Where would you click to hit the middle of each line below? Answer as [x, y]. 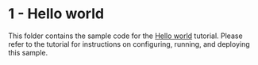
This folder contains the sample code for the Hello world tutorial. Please [126, 36]
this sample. [28, 52]
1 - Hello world [56, 14]
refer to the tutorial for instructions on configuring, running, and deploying [129, 44]
